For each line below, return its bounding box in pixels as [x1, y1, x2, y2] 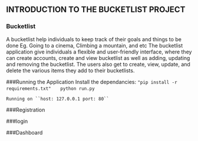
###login [6, 117, 28, 125]
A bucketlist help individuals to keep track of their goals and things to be [6, 35, 181, 43]
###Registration [6, 106, 45, 113]
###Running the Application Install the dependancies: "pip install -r [6, 78, 178, 85]
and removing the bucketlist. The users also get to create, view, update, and [6, 61, 190, 68]
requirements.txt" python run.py [6, 85, 95, 92]
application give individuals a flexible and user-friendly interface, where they [6, 48, 192, 55]
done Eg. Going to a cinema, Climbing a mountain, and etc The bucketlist [6, 42, 183, 49]
